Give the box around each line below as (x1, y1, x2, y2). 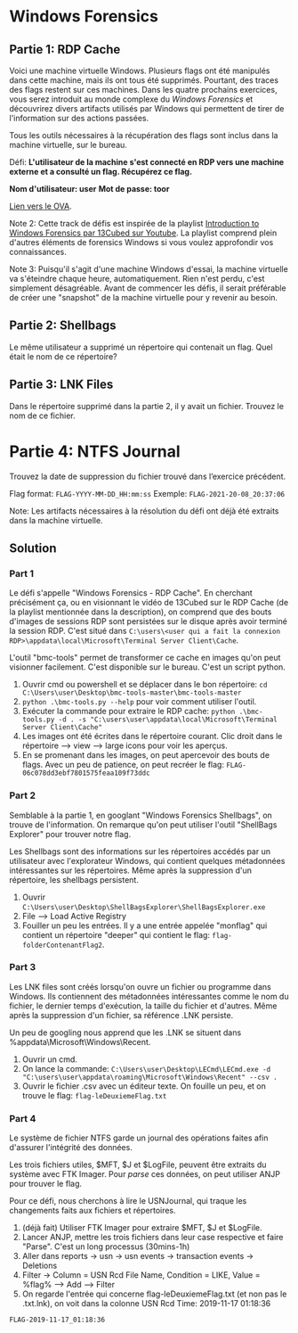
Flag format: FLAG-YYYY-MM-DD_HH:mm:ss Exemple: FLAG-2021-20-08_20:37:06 (9, 488, 286, 498)
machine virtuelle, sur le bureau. (9, 140, 127, 150)
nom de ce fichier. (9, 410, 76, 421)
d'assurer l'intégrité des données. (9, 1142, 133, 1153)
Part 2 (9, 789, 36, 802)
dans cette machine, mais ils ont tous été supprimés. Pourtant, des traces (9, 75, 278, 86)
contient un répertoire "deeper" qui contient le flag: (21, 929, 211, 940)
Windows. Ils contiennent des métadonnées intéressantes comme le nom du (9, 991, 289, 1001)
